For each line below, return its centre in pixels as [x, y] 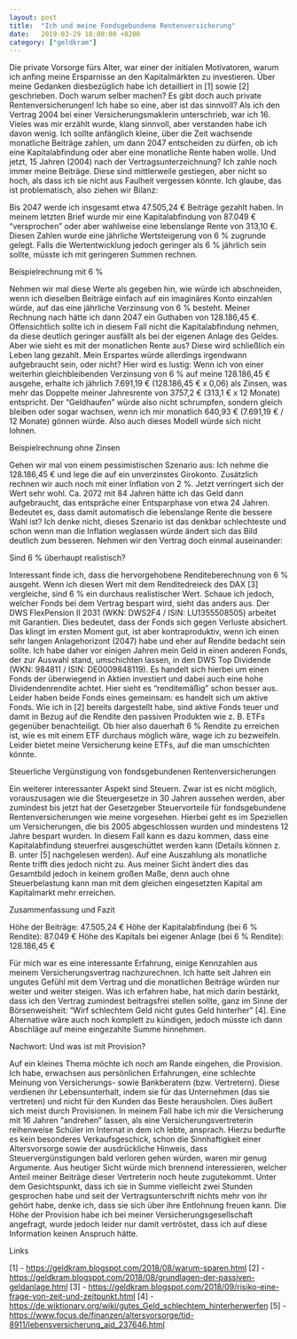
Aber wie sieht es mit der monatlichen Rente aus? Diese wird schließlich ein [147, 346]
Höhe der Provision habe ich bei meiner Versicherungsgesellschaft [131, 1215]
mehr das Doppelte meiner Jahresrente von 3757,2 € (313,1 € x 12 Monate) [145, 393]
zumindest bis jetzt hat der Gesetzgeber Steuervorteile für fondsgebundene [148, 808]
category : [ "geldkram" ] [53, 42]
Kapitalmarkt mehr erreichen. [63, 893]
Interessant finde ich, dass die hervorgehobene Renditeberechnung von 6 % [149, 575]
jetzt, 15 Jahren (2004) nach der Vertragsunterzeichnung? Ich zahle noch [143, 162]
